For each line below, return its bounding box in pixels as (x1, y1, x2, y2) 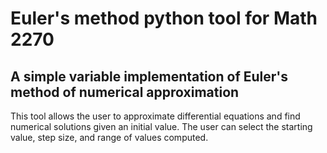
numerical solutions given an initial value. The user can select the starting (10, 121, 313, 132)
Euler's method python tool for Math (10, 7, 318, 30)
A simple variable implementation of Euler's (10, 68, 289, 85)
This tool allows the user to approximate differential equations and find (10, 110, 301, 122)
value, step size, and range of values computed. (10, 132, 209, 143)
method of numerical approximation (10, 83, 240, 101)
